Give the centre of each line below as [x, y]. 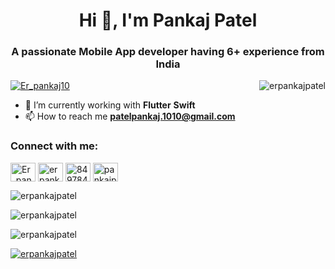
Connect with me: [54, 146]
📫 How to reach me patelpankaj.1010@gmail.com [130, 116]
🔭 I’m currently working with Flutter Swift [110, 105]
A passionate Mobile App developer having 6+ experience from [168, 52]
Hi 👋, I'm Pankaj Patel [168, 20]
